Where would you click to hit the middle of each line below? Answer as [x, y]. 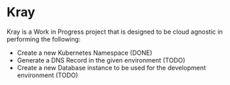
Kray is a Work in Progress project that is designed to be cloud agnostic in [115, 32]
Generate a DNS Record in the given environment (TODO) [101, 60]
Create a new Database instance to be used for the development [111, 67]
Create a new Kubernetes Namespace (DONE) [84, 53]
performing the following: [44, 39]
